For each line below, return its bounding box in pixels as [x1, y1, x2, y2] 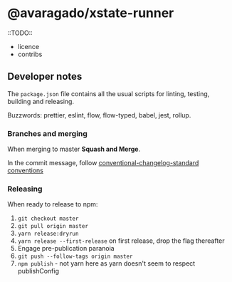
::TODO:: [7, 28, 33, 37]
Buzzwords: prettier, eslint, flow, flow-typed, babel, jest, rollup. [7, 110, 191, 119]
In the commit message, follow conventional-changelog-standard [7, 159, 199, 167]
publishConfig [17, 267, 59, 276]
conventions [7, 166, 44, 175]
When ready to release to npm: [7, 200, 98, 209]
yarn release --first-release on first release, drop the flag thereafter [17, 236, 226, 245]
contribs [17, 50, 43, 58]
